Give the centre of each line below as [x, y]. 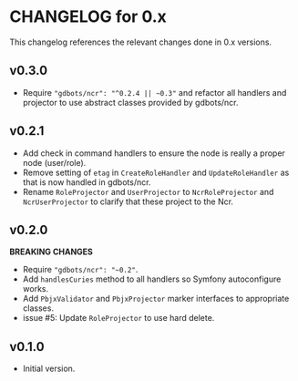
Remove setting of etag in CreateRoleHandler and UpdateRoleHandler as [156, 172]
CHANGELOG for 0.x [88, 17]
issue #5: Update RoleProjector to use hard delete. [118, 318]
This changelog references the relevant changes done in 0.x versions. [140, 42]
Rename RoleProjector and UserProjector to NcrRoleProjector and [148, 191]
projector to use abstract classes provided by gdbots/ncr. [130, 102]
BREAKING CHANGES [51, 252]
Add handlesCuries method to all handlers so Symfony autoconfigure [152, 279]
